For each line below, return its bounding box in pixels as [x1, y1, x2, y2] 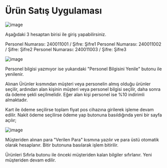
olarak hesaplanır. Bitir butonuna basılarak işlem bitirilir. [5, 142, 118, 148]
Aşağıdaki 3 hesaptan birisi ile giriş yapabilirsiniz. [5, 31, 106, 37]
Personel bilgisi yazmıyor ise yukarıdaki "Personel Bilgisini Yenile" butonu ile [5, 66, 162, 72]
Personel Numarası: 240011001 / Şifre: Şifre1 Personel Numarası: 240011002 [5, 41, 161, 47]
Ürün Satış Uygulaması [5, 5, 102, 17]
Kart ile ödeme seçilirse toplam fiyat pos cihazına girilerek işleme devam [5, 106, 154, 112]
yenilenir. [5, 71, 24, 77]
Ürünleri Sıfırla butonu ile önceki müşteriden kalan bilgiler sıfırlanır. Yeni [5, 151, 152, 157]
